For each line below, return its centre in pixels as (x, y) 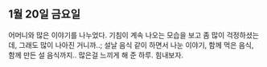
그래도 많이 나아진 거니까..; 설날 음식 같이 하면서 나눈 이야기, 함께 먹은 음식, (136, 45)
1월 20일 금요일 (44, 14)
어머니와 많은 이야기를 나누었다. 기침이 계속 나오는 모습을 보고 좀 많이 (117, 35)
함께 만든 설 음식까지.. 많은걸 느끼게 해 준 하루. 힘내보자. (96, 55)
